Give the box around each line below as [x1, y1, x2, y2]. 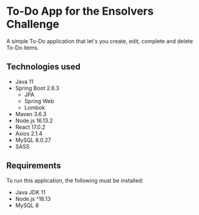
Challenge [6, 17, 60, 31]
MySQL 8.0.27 [15, 136, 51, 144]
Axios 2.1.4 [15, 129, 43, 137]
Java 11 [15, 78, 34, 85]
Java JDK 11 [15, 188, 46, 196]
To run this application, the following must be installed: [6, 177, 143, 184]
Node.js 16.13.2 [15, 117, 53, 124]
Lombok [24, 104, 45, 111]
